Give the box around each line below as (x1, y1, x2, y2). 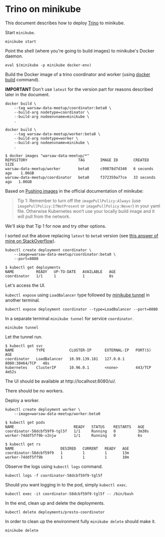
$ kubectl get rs (5, 442, 41, 447)
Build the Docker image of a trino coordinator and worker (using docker (5, 71, 151, 77)
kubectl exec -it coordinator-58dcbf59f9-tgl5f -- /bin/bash (5, 491, 134, 496)
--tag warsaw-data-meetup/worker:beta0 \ (14, 132, 100, 136)
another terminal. (5, 297, 41, 303)
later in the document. (5, 91, 50, 97)
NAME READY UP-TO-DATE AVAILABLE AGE (5, 269, 116, 274)
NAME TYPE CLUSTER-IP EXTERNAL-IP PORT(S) (5, 347, 152, 353)
